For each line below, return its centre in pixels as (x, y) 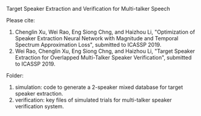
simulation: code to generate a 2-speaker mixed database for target (99, 87)
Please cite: (21, 20)
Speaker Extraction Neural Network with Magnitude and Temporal (97, 38)
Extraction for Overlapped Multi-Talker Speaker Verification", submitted (103, 57)
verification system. (39, 106)
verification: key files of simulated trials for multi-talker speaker (93, 100)
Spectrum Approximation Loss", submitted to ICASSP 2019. (88, 45)
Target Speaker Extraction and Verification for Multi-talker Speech (88, 9)
